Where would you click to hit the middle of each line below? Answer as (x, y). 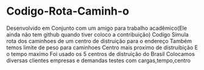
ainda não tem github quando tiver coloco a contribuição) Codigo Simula (98, 34)
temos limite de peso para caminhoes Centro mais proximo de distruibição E (102, 47)
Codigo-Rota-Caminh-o (68, 11)
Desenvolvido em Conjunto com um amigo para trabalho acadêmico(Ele (97, 28)
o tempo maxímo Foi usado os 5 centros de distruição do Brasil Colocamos (101, 54)
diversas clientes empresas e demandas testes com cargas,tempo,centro (99, 60)
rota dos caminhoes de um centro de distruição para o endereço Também (99, 41)
